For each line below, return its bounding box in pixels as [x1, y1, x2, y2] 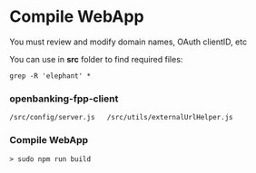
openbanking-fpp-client [9, 92, 119, 105]
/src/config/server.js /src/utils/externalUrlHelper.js [9, 113, 233, 122]
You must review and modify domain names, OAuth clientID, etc [9, 36, 248, 47]
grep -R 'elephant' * [9, 71, 92, 81]
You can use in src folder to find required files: [9, 53, 183, 64]
